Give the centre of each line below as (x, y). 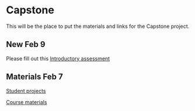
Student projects (26, 91)
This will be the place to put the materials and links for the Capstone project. (98, 26)
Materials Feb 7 (34, 77)
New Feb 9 (26, 44)
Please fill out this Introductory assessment (58, 58)
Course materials (27, 102)
